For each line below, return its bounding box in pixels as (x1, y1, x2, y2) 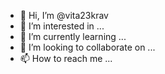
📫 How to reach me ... (19, 53, 113, 64)
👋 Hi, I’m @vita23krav (19, 10, 109, 21)
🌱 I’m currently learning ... (19, 31, 127, 42)
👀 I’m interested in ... (19, 20, 105, 32)
